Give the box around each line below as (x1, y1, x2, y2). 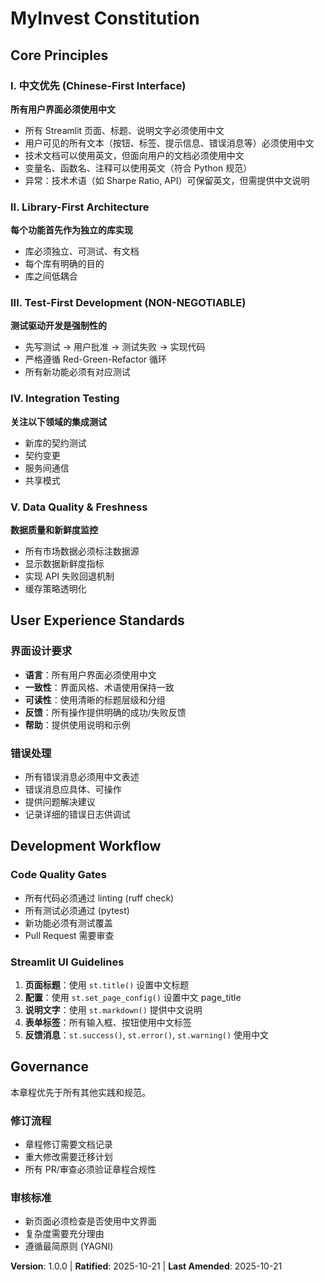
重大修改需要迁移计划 (24, 1151, 113, 1163)
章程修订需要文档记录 (24, 1138, 113, 1151)
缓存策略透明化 (24, 583, 87, 595)
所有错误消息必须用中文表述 (24, 771, 140, 783)
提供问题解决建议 (24, 796, 96, 808)
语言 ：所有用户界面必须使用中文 (24, 668, 157, 681)
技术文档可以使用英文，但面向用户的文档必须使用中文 (24, 149, 245, 161)
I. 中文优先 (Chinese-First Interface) (10, 78, 187, 92)
